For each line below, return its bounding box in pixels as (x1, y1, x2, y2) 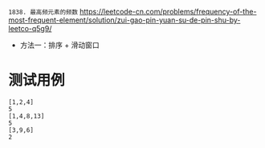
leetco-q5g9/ (8, 24, 52, 33)
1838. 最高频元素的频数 (8, 8, 79, 16)
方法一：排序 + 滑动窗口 (19, 40, 100, 50)
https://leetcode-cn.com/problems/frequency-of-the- (79, 7, 257, 16)
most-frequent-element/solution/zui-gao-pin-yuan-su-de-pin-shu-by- (8, 15, 241, 25)
